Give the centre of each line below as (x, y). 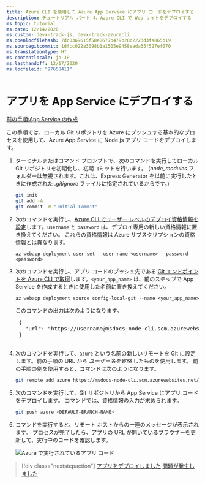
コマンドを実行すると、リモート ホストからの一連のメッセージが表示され (107, 424)
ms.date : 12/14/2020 (33, 29)
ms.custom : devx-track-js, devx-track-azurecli (68, 35)
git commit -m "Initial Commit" (56, 207)
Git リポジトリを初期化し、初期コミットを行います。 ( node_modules (101, 169)
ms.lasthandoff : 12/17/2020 (42, 63)
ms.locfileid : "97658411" (39, 69)
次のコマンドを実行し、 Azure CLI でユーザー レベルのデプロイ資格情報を (107, 219)
